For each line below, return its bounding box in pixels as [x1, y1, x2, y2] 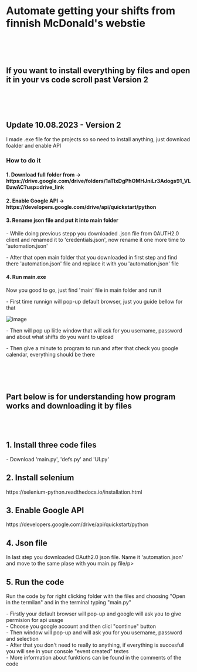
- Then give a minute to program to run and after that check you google [6, 345, 179, 352]
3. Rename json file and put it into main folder [6, 217, 118, 224]
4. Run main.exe [6, 274, 46, 281]
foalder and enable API [6, 142, 62, 149]
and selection [6, 635, 39, 642]
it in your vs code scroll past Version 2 [6, 75, 148, 85]
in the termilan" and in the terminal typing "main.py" [6, 598, 132, 606]
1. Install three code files [6, 440, 97, 450]
